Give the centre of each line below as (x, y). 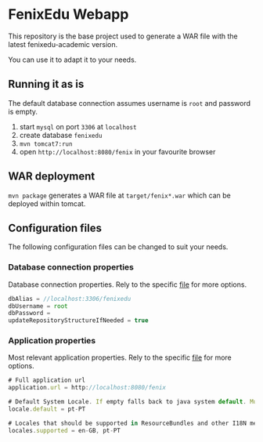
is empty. (23, 111)
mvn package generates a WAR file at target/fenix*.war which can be (119, 195)
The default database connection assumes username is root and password (130, 103)
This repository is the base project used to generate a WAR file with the (123, 36)
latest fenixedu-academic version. (63, 44)
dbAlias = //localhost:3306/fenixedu (70, 299)
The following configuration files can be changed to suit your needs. (118, 247)
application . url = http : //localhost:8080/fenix (87, 388)
